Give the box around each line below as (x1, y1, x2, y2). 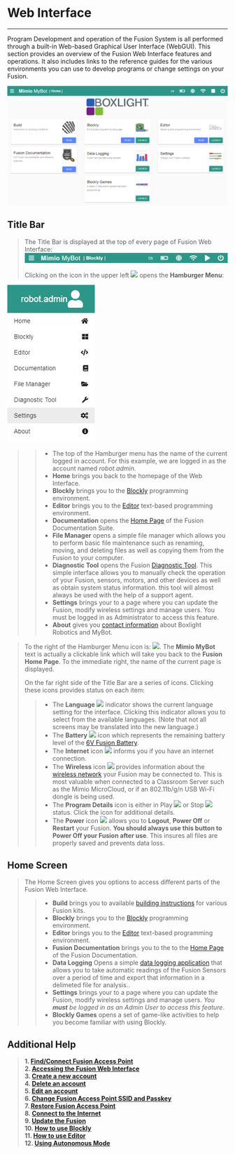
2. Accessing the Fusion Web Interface (24, 1064, 140, 1073)
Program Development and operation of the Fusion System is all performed (7, 34, 224, 43)
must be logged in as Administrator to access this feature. (52, 613, 219, 622)
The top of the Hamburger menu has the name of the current (52, 449, 228, 458)
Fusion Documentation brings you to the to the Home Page (52, 944, 225, 952)
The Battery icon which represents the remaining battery (52, 731, 225, 740)
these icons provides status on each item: (24, 686, 145, 695)
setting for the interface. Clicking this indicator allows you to (52, 708, 226, 717)
